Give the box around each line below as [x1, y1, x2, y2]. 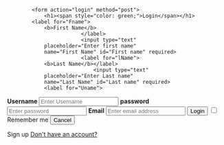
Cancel [53, 117, 72, 124]
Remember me [7, 115, 49, 124]
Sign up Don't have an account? [7, 131, 98, 138]
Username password [7, 97, 150, 105]
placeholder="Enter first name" [43, 43, 137, 49]
